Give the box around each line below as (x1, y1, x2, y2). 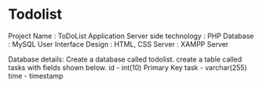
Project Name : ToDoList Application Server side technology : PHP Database (8, 31, 254, 40)
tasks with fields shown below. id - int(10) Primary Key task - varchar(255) (8, 62, 247, 72)
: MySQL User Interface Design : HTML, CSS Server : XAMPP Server (8, 39, 229, 48)
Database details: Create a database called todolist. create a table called (8, 55, 242, 64)
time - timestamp (8, 71, 64, 80)
